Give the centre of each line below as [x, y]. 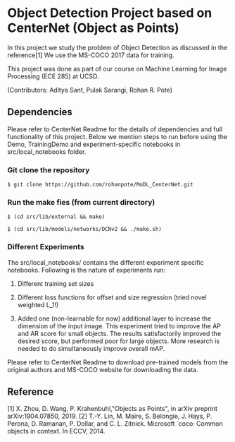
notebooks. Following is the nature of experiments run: [87, 270]
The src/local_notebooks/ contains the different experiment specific [106, 262]
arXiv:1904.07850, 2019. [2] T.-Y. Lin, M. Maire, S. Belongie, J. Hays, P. [110, 416]
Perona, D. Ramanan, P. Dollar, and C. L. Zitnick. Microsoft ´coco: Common [115, 424]
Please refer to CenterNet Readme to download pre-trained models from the [118, 362]
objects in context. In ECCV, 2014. [56, 431]
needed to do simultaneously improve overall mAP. [91, 348]
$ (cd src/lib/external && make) [56, 217]
